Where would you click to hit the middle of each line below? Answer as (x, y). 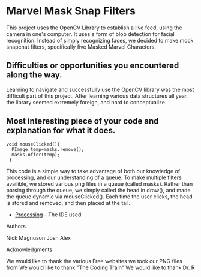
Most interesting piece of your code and (82, 121)
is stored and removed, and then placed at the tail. (68, 203)
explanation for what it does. (61, 130)
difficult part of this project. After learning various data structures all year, (97, 96)
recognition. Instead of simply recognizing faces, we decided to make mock (100, 40)
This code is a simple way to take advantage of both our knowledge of (93, 171)
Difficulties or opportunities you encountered (93, 66)
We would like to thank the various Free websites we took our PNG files (94, 261)
